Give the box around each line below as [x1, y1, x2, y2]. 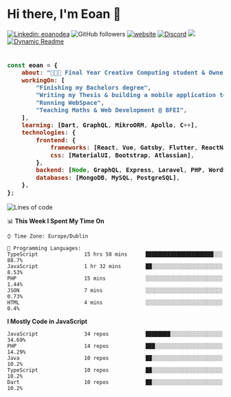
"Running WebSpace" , [35, 99, 105, 106]
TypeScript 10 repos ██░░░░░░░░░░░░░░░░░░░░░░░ [7, 367, 223, 374]
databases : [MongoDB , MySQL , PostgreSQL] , [35, 174, 180, 181]
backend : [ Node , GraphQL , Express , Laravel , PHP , [35, 166, 206, 174]
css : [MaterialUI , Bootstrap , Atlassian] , [50, 151, 195, 159]
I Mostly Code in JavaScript [7, 317, 88, 326]
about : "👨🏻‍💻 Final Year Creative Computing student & [21, 69, 206, 77]
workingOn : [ [21, 76, 65, 84]
